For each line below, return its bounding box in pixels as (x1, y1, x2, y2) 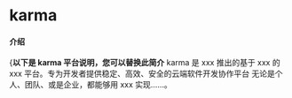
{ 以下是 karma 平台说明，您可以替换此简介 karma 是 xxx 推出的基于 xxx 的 (9, 57, 281, 68)
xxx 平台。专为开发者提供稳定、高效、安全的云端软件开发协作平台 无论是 (9, 68, 275, 79)
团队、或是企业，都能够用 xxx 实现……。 (24, 79, 173, 90)
